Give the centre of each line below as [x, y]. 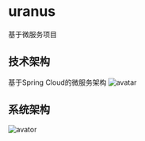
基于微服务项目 [32, 34]
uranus [32, 11]
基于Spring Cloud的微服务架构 [57, 82]
